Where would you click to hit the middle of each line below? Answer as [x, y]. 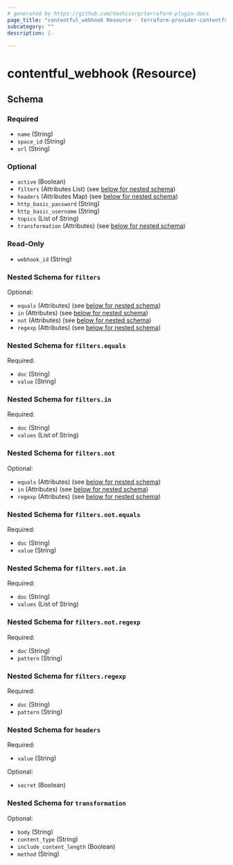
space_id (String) [41, 141]
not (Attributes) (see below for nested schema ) [84, 320]
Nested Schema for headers [54, 730]
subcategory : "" [31, 26]
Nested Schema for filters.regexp [67, 676]
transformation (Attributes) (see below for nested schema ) [101, 226]
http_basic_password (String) [59, 204]
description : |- [31, 33]
